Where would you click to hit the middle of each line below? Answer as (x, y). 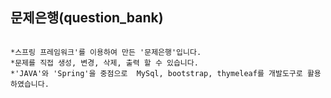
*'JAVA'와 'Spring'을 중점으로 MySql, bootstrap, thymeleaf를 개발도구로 (156, 73)
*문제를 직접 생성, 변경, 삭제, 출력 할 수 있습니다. (104, 63)
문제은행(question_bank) (87, 18)
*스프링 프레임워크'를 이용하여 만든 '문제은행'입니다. (106, 52)
